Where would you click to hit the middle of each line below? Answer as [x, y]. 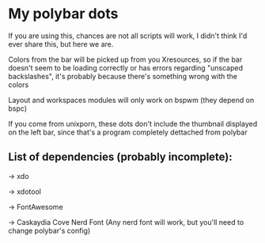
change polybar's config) [49, 230]
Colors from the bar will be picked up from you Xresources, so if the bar [125, 59]
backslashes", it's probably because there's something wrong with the [123, 76]
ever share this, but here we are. [61, 44]
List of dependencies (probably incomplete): [120, 157]
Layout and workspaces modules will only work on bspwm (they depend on [131, 100]
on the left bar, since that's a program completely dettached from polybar [128, 132]
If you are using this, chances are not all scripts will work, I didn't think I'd [128, 36]
